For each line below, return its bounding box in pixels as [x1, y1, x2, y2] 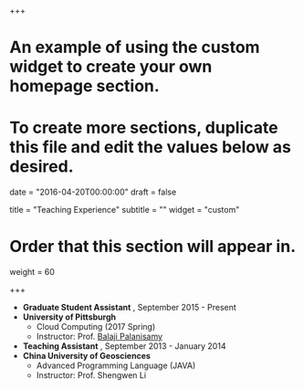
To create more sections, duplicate [9, 118, 278, 138]
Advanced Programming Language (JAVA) [36, 360, 196, 371]
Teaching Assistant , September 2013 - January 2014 [22, 341, 226, 352]
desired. [9, 156, 74, 177]
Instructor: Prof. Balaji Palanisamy [36, 331, 162, 343]
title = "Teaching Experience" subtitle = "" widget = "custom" [9, 205, 240, 216]
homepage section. [9, 76, 160, 97]
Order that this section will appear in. [9, 237, 297, 257]
